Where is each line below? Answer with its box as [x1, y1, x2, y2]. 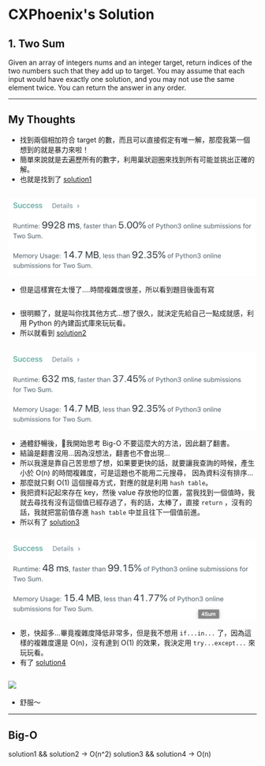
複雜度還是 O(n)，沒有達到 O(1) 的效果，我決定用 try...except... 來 [33, 638, 256, 648]
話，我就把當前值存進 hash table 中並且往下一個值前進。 [19, 507, 205, 517]
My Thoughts [8, 113, 77, 127]
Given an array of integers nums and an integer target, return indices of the [8, 58, 252, 67]
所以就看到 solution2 [19, 328, 87, 337]
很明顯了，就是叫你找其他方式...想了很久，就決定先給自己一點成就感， [19, 308, 247, 318]
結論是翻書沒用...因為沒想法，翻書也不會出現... [19, 448, 170, 458]
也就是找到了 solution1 [19, 174, 92, 184]
